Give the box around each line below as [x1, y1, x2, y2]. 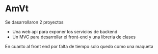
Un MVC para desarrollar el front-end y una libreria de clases [12, 34, 136, 40]
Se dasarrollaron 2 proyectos [5, 19, 64, 25]
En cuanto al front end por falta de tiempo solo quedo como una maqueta [5, 43, 154, 49]
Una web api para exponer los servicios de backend [12, 28, 118, 34]
